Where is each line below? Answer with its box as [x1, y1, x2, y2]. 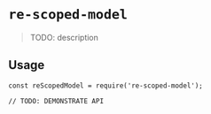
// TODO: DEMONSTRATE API [8, 96, 104, 105]
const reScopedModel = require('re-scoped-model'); [8, 81, 203, 90]
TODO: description [29, 32, 99, 42]
